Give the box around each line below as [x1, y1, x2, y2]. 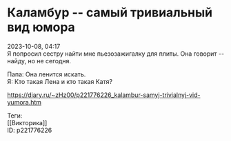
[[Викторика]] [7, 118, 48, 127]
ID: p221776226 [7, 126, 52, 134]
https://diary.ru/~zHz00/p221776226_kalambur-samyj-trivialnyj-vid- [7, 91, 201, 99]
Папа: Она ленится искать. [7, 70, 86, 78]
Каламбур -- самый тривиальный [7, 5, 212, 21]
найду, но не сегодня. [7, 56, 71, 65]
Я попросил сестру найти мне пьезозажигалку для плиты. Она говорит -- [7, 50, 225, 58]
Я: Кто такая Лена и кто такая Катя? [7, 77, 112, 85]
